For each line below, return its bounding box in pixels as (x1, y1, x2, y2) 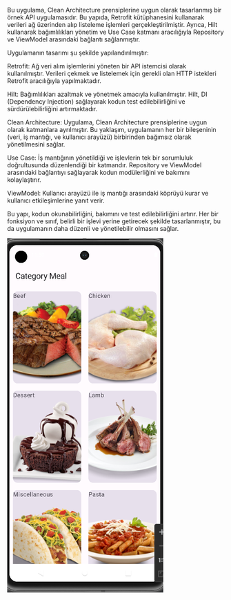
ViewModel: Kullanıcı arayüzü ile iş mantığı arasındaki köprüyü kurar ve (7, 189, 209, 197)
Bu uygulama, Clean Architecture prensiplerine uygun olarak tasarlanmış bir (7, 6, 222, 14)
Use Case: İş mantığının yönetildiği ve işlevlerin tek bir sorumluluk (7, 153, 193, 162)
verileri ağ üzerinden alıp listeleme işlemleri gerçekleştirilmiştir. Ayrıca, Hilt (7, 21, 218, 28)
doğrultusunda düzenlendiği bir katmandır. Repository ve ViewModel (7, 161, 202, 169)
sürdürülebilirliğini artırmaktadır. (7, 105, 98, 113)
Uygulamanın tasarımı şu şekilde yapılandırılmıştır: (7, 48, 150, 57)
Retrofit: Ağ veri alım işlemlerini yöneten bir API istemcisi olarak (7, 62, 187, 70)
